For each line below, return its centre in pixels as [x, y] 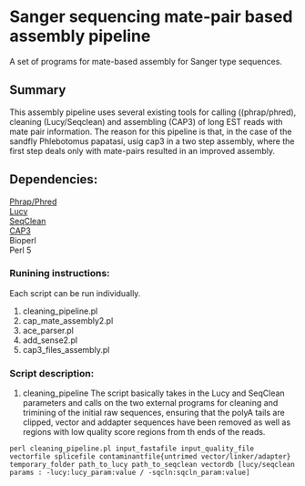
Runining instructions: [60, 274]
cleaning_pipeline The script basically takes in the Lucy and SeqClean [153, 393]
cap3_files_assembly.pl [66, 349]
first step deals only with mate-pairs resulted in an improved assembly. [142, 150]
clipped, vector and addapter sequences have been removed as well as [157, 422]
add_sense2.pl [50, 340]
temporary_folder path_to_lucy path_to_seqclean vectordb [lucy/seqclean [152, 465]
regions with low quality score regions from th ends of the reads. [144, 432]
